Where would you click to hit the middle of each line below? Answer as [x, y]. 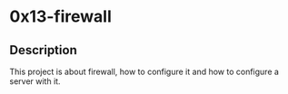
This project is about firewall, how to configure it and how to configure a [144, 71]
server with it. [35, 81]
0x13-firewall [60, 17]
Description [43, 50]
